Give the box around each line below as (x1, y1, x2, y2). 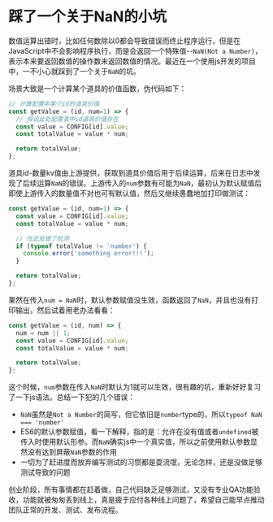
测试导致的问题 (19, 468, 71, 477)
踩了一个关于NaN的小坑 (8, 7, 167, 26)
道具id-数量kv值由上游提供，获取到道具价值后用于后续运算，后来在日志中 (8, 168, 253, 178)
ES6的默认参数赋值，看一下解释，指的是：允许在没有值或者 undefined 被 (19, 427, 259, 437)
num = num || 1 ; (15, 328, 71, 337)
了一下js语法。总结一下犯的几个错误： (8, 392, 136, 402)
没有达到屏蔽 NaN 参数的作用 (27, 447, 118, 457)
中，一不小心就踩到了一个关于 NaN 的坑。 (8, 66, 141, 76)
